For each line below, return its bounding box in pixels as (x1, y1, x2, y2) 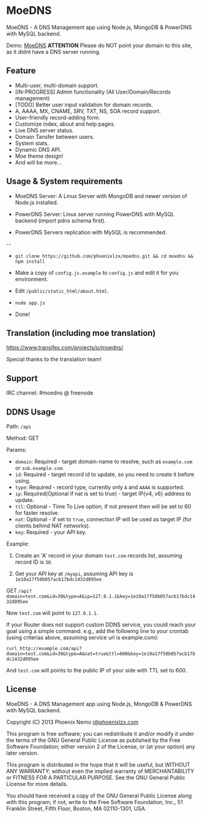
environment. (14, 275, 48, 283)
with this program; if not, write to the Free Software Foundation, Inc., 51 (6, 798, 183, 805)
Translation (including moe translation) (6, 327, 156, 338)
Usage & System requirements (6, 176, 123, 187)
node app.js (14, 300, 45, 306)
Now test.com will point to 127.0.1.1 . (6, 610, 98, 616)
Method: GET (6, 434, 39, 442)
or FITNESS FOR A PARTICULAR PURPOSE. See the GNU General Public (6, 774, 186, 781)
